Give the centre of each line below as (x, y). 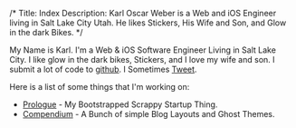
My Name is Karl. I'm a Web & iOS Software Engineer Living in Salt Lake (143, 50)
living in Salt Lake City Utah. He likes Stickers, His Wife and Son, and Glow (148, 23)
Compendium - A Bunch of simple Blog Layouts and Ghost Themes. (148, 114)
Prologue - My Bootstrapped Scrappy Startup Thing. (120, 104)
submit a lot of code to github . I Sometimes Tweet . (103, 69)
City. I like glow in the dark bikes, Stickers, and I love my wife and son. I (142, 59)
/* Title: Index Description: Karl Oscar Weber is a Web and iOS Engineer (143, 13)
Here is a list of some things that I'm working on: (100, 87)
